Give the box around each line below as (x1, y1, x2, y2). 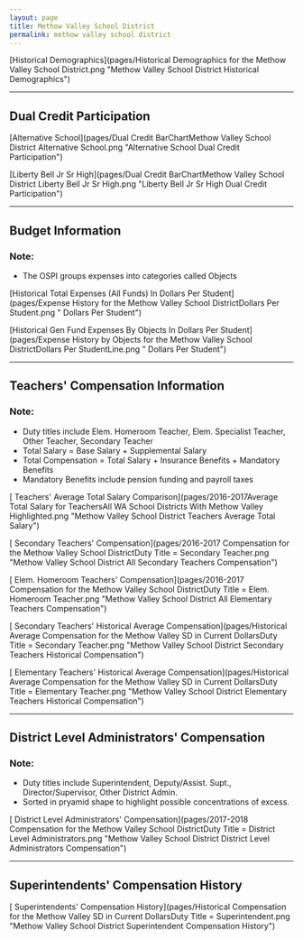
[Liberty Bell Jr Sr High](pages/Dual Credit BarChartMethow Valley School (9, 169, 285, 180)
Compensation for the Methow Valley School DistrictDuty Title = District (9, 824, 276, 834)
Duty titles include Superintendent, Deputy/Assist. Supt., (22, 778, 232, 788)
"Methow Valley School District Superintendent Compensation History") (9, 921, 276, 932)
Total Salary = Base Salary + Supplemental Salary (22, 445, 207, 456)
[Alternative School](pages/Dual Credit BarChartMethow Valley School (9, 133, 271, 143)
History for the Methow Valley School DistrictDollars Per (71, 297, 280, 308)
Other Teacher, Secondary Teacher (22, 435, 153, 447)
